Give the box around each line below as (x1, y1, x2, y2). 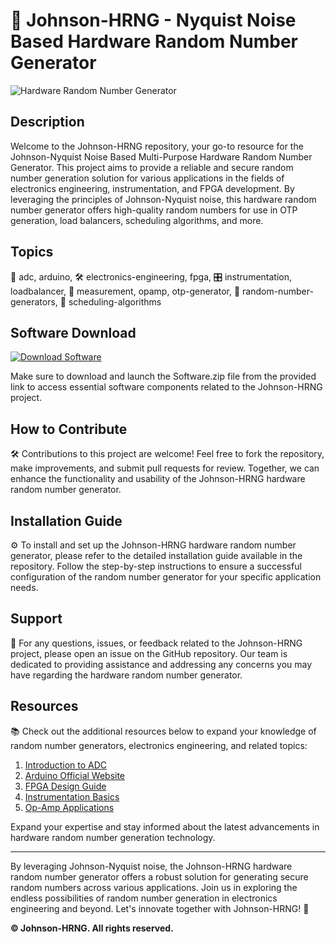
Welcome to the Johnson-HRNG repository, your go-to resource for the (10, 140, 304, 152)
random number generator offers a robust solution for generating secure (10, 870, 309, 883)
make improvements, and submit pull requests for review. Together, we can (10, 462, 320, 474)
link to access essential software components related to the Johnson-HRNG (10, 381, 323, 393)
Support (10, 610, 63, 628)
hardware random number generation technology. (10, 831, 216, 843)
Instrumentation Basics (24, 790, 120, 803)
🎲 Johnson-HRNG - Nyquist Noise (10, 9, 297, 32)
